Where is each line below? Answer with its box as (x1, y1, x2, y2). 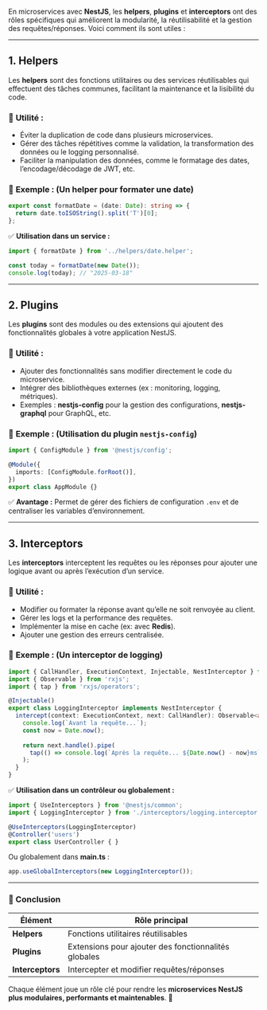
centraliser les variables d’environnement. (8, 506, 145, 516)
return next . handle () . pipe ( (22, 741, 115, 750)
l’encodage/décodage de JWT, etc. (19, 164, 135, 174)
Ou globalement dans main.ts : (8, 852, 110, 862)
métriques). (19, 391, 58, 401)
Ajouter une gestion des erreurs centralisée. (19, 629, 164, 640)
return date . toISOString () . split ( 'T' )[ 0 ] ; (15, 209, 158, 217)
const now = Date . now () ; (22, 726, 105, 734)
